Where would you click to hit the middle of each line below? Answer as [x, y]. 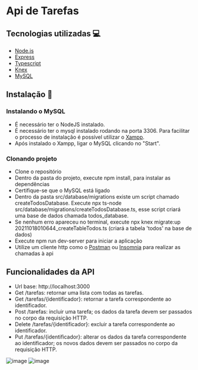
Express [25, 57]
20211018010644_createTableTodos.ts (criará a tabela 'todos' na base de [103, 228]
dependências [32, 184]
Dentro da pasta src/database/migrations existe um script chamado [97, 196]
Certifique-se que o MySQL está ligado [62, 190]
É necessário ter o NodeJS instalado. [60, 124]
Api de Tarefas [43, 11]
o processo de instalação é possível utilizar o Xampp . [79, 137]
